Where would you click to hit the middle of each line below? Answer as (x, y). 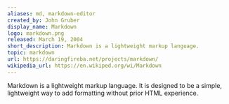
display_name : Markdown (42, 27)
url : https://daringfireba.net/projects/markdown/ (83, 59)
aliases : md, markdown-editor (52, 14)
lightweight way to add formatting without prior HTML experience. (103, 93)
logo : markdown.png (36, 33)
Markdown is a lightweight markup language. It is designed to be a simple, (115, 85)
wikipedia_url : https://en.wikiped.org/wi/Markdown (84, 66)
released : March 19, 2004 (45, 40)
